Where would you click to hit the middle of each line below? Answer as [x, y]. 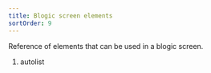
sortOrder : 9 [30, 23]
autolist [32, 62]
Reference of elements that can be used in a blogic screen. [106, 46]
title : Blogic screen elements [61, 16]
